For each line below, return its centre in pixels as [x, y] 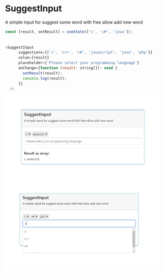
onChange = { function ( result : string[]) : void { [68, 68]
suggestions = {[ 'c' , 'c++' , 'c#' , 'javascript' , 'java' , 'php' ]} [85, 53]
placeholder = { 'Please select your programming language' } [79, 63]
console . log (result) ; [45, 78]
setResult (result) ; [43, 73]
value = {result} [34, 58]
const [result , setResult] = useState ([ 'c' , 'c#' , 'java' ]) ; [69, 32]
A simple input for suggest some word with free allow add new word [74, 22]
